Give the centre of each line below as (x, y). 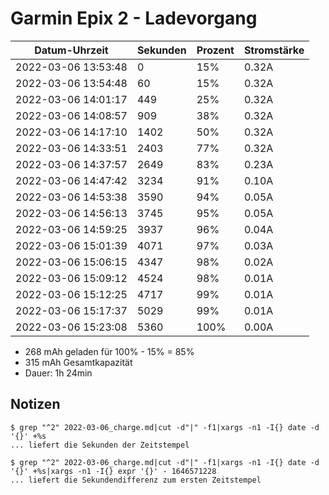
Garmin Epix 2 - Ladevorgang (134, 18)
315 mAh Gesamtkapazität (78, 362)
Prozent (215, 50)
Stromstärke (274, 50)
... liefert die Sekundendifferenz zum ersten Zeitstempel (136, 480)
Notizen (35, 404)
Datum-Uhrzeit (71, 50)
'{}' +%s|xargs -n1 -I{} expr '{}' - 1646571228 (113, 471)
